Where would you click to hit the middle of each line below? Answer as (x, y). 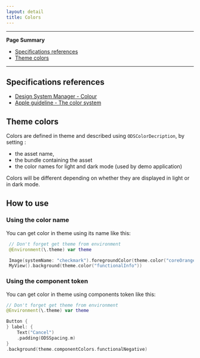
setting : (16, 142)
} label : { (20, 327)
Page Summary (26, 40)
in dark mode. (23, 184)
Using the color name (38, 220)
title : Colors (24, 17)
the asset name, (35, 154)
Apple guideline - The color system (58, 103)
